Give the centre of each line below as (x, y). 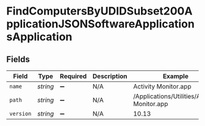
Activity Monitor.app (162, 86)
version (20, 114)
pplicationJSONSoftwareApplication (101, 24)
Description (110, 76)
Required (74, 76)
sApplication (39, 37)
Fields (18, 59)
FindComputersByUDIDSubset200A (99, 11)
